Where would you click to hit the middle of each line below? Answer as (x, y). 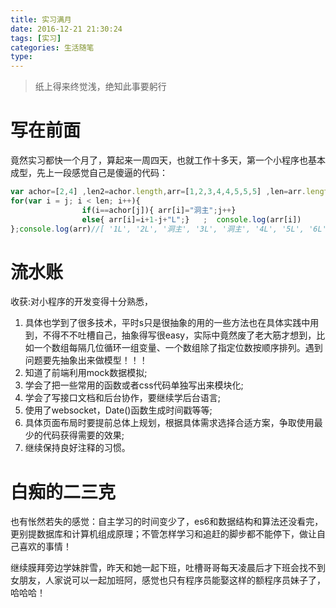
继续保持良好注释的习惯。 (77, 448)
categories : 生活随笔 (52, 47)
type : (21, 57)
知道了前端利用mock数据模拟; (86, 373)
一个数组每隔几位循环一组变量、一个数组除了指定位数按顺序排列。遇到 (178, 348)
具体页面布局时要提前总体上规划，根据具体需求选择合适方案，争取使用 (169, 423)
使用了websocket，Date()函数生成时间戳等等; (118, 410)
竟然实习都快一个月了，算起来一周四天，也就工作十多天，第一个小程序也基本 (168, 160)
